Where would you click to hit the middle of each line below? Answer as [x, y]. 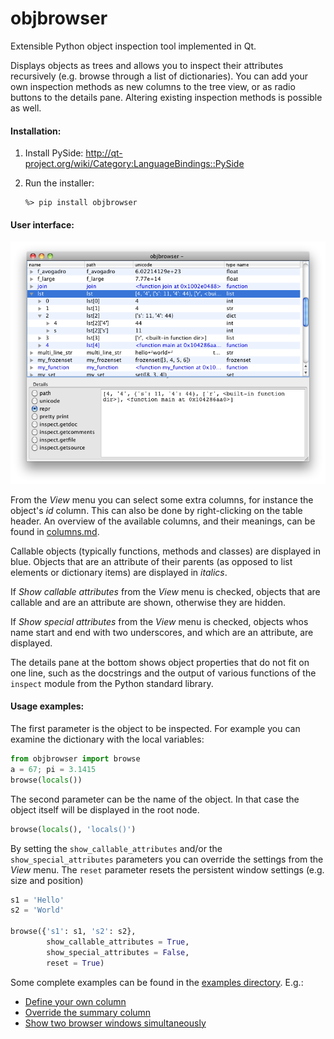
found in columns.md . [55, 531]
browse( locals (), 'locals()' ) [73, 829]
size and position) [47, 880]
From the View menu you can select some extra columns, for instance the [162, 499]
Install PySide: [54, 153]
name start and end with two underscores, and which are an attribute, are [162, 632]
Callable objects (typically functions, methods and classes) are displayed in [165, 551]
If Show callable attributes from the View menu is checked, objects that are [165, 591]
